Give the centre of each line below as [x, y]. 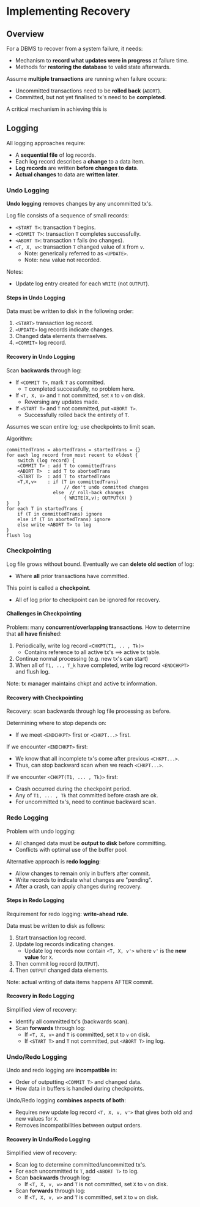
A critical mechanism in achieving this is [57, 109]
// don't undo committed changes [106, 487]
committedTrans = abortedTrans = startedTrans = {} [73, 449]
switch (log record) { [46, 461]
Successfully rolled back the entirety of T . [77, 415]
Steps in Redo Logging [35, 900]
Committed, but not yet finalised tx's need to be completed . [91, 97]
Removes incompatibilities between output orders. [79, 1126]
